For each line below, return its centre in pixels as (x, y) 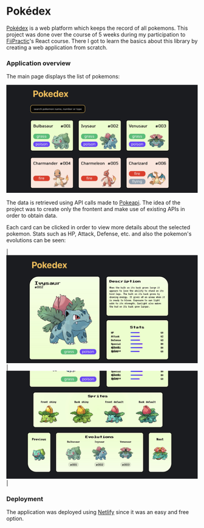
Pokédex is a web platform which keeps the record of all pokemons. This (97, 28)
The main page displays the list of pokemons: (63, 77)
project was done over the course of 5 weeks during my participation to (96, 34)
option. (15, 519)
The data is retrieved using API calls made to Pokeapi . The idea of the (93, 203)
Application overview (39, 63)
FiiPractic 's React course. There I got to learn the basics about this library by (102, 41)
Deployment (25, 499)
